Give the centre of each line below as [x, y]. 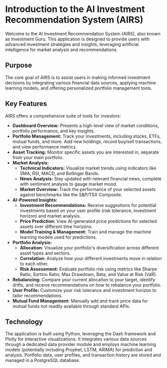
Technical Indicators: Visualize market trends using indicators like [88, 168]
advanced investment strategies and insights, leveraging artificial [72, 44]
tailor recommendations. [37, 295]
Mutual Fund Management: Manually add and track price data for [80, 300]
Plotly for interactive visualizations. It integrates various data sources [76, 339]
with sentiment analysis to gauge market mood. [69, 184]
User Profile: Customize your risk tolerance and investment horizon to [84, 290]
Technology [24, 322]
